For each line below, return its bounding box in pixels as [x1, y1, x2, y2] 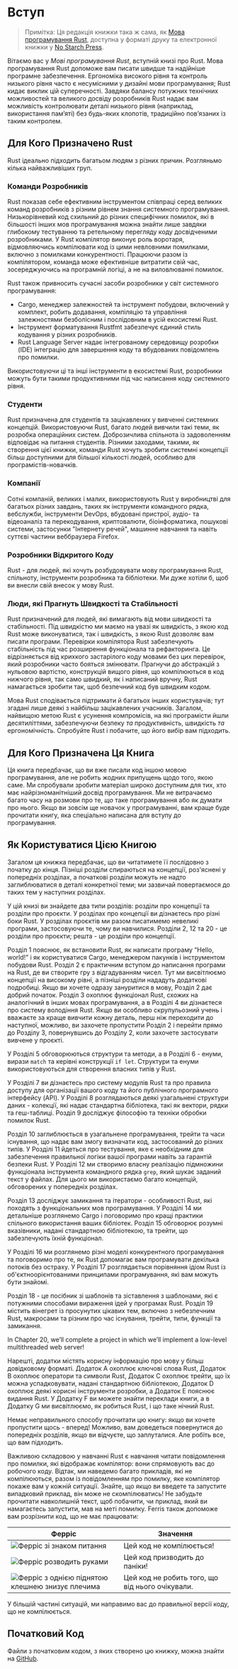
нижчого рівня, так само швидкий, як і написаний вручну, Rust [7, 675, 198, 684]
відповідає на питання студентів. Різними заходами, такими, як [7, 438, 200, 446]
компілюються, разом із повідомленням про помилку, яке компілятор [7, 1474, 220, 1483]
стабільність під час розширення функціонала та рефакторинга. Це [7, 645, 211, 653]
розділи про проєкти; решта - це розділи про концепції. [7, 931, 176, 940]
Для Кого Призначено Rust [7, 137, 133, 150]
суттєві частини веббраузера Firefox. [7, 532, 120, 541]
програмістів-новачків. [7, 461, 78, 469]
